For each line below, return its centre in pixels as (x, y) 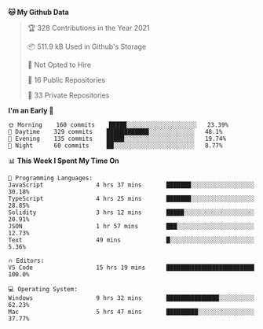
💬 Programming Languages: (50, 178)
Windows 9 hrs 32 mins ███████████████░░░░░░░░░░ (131, 298)
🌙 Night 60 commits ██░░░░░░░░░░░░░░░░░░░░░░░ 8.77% (115, 146)
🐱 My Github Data (38, 12)
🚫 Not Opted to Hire (59, 65)
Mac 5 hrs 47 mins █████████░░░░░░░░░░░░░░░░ (131, 312)
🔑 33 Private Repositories (68, 95)
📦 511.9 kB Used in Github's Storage (87, 46)
